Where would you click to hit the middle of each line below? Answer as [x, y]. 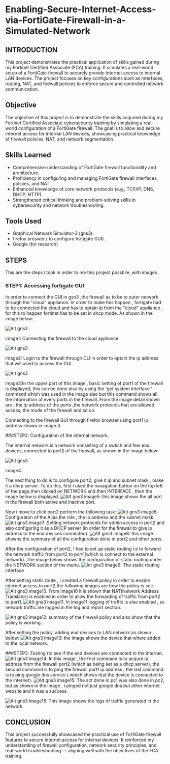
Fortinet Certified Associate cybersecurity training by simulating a [74, 123]
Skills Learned [28, 155]
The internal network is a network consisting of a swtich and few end [77, 445]
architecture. [26, 173]
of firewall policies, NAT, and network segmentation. [60, 139]
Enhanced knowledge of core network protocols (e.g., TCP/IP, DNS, [83, 189]
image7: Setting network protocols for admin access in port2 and [97, 523]
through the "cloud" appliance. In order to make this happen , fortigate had [83, 302]
